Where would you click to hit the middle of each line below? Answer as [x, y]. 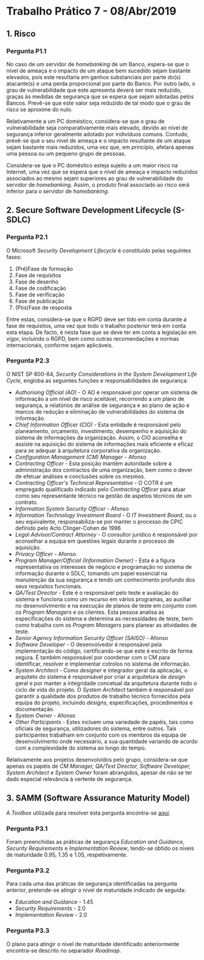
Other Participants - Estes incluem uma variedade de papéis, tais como [104, 722]
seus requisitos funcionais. [49, 586]
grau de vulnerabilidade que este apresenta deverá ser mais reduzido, [94, 90]
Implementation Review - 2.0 [51, 915]
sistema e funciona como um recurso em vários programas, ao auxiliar [103, 599]
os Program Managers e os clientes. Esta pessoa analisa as [90, 612]
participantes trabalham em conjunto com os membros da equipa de [101, 735]
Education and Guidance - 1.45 [54, 902]
